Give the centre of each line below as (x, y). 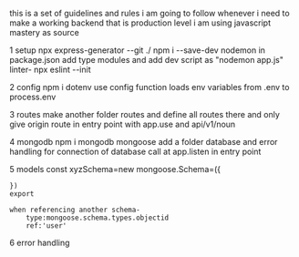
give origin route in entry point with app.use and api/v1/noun (123, 124)
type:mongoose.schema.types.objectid (98, 218)
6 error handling (40, 242)
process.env (33, 97)
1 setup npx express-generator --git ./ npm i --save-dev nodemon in (138, 50)
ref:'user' (46, 226)
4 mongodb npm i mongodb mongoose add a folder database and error (144, 142)
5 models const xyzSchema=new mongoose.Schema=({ (115, 169)
